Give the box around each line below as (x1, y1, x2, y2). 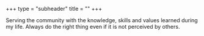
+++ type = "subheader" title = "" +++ (5, 5, 102, 12)
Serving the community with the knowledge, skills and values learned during (5, 17, 198, 23)
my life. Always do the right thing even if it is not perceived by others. (5, 23, 180, 30)
